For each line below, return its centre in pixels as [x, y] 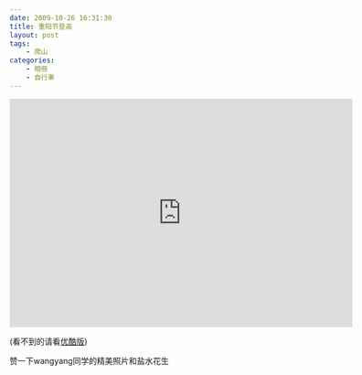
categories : [32, 60]
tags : [20, 43]
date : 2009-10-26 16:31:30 [61, 18]
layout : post [34, 35]
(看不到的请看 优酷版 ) [49, 341]
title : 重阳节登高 [41, 27]
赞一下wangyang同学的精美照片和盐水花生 [89, 360]
